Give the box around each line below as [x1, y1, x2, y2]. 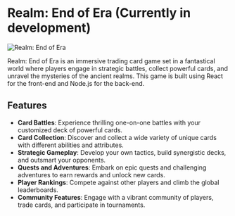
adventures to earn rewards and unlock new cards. [17, 170, 165, 179]
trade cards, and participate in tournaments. [17, 201, 146, 209]
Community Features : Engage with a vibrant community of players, [17, 193, 214, 201]
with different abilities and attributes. [17, 141, 125, 149]
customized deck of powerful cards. [17, 125, 123, 134]
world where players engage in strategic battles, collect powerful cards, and [7, 64, 229, 72]
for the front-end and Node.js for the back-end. [7, 79, 145, 87]
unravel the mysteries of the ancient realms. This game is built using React [7, 72, 224, 80]
